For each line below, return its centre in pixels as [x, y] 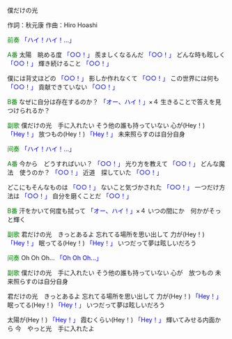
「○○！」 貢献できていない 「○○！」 [63, 87]
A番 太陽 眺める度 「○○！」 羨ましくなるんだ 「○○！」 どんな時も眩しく [116, 55]
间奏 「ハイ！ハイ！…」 [41, 149]
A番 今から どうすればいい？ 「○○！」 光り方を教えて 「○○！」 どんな [113, 164]
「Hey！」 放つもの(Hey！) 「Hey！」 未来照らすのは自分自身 [96, 134]
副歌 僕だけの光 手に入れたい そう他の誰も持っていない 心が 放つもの [110, 273]
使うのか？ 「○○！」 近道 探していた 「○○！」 [91, 172]
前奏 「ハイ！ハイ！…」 [41, 40]
